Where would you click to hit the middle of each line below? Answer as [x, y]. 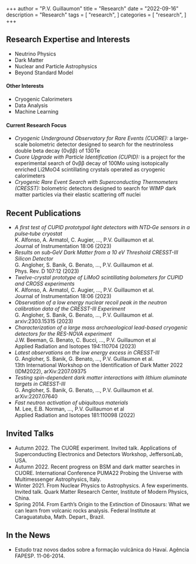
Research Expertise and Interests [68, 40]
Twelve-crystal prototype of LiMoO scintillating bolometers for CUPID [99, 278]
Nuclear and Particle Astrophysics [56, 66]
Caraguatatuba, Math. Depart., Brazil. [60, 517]
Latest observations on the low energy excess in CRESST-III [87, 352]
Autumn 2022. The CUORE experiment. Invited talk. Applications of [96, 448]
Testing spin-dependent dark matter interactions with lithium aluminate [101, 378]
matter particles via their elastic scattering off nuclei [77, 194]
